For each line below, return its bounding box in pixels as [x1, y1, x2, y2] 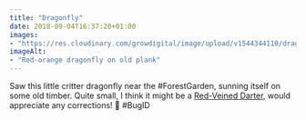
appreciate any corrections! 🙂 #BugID [9, 100, 150, 110]
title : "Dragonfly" [9, 13, 84, 23]
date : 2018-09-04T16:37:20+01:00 [9, 22, 137, 31]
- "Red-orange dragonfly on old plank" [9, 55, 161, 65]
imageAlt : [9, 47, 47, 56]
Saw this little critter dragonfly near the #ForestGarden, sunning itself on [9, 81, 280, 91]
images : [9, 30, 39, 39]
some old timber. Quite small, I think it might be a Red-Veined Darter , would [9, 90, 291, 101]
